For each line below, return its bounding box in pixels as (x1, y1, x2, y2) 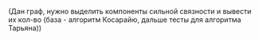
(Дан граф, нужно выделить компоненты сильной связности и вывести (8, 7, 252, 16)
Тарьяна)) (8, 24, 42, 32)
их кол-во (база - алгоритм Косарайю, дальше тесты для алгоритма (8, 15, 241, 24)
